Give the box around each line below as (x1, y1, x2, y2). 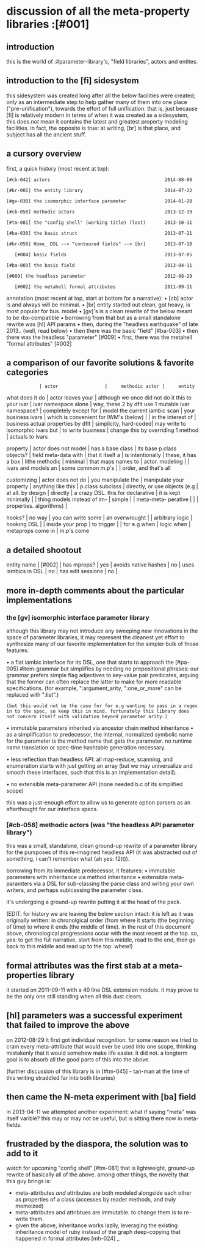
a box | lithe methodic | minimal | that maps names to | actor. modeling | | (6, 458, 190, 466)
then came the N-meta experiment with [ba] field (6, 1092, 196, 1102)
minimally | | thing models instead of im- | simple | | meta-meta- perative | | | (6, 496, 199, 503)
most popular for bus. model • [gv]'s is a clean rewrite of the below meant (6, 307, 193, 314)
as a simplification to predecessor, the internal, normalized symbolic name (6, 730, 193, 738)
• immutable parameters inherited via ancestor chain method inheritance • (6, 724, 194, 732)
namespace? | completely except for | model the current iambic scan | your (6, 407, 195, 414)
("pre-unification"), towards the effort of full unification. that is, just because (6, 105, 198, 112)
